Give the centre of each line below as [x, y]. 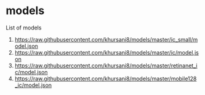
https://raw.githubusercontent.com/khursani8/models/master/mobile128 [106, 78]
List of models [24, 28]
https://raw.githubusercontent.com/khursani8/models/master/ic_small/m [106, 39]
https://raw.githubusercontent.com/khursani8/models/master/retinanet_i [106, 66]
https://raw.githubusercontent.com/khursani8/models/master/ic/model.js [106, 52]
